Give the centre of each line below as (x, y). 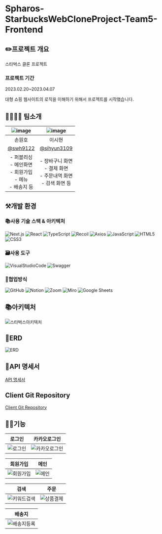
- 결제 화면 (56, 169)
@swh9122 (21, 148)
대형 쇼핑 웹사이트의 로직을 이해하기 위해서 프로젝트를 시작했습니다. (69, 99)
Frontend (24, 30)
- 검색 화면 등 (56, 183)
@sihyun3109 (56, 148)
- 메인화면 (21, 165)
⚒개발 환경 (21, 206)
